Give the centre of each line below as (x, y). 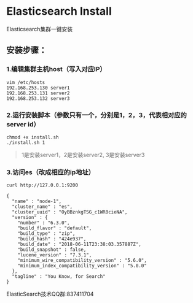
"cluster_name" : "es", (42, 207)
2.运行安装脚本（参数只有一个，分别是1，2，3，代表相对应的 (97, 115)
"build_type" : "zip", (46, 234)
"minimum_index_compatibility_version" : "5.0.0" (82, 266)
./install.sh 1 (26, 142)
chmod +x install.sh (33, 137)
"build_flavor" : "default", (55, 228)
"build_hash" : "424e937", (52, 239)
